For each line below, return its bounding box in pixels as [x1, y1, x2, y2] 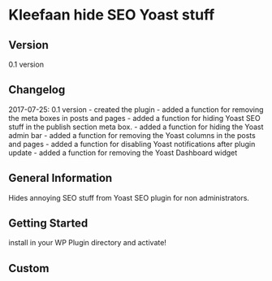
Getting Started [8, 217, 89, 231]
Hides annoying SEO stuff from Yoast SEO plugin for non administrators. [8, 192, 250, 202]
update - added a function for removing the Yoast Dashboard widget [8, 148, 238, 158]
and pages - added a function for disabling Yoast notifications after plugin [8, 139, 256, 149]
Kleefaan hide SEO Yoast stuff [8, 6, 215, 24]
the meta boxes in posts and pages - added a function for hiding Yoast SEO [8, 113, 261, 123]
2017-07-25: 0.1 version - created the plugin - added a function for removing [8, 104, 264, 115]
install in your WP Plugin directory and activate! [8, 238, 166, 248]
